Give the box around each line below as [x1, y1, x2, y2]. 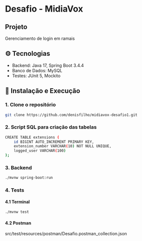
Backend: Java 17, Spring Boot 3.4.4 [12, 62, 84, 68]
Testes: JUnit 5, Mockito [12, 73, 61, 79]
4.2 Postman [5, 220, 32, 226]
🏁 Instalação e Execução [5, 87, 80, 95]
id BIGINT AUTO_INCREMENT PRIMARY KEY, [14, 139, 95, 144]
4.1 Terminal [5, 199, 30, 205]
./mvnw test [5, 209, 29, 214]
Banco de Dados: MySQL [12, 67, 63, 73]
